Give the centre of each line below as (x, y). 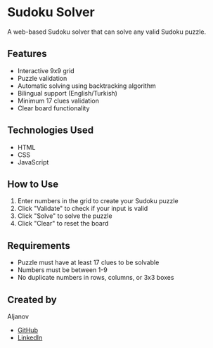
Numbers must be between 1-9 (62, 270)
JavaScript (33, 162)
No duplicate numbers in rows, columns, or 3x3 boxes (96, 278)
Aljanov (18, 316)
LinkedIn (30, 337)
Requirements (39, 246)
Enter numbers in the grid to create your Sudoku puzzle (98, 201)
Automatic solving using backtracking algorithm (86, 86)
